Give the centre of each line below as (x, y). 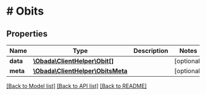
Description (151, 51)
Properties (27, 34)
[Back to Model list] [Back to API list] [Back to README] (77, 86)
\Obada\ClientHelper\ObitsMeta (80, 71)
